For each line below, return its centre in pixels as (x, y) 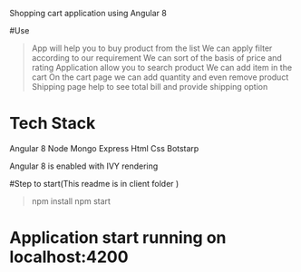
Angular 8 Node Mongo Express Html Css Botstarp (104, 148)
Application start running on (118, 238)
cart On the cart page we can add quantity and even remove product (160, 77)
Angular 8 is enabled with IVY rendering (84, 166)
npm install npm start (71, 201)
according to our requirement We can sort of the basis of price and (157, 58)
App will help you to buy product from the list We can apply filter (152, 48)
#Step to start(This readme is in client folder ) (94, 183)
